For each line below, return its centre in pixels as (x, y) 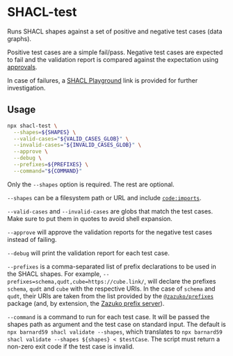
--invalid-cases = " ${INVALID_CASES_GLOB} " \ (77, 145)
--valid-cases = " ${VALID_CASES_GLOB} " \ (71, 139)
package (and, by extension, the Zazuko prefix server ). (86, 303)
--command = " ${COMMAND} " (48, 171)
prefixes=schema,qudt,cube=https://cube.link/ (76, 282)
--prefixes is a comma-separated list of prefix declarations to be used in (112, 266)
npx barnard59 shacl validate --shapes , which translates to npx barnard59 (115, 332)
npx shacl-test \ (32, 126)
